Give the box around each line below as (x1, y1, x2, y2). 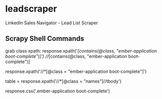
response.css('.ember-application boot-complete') (5, 88, 110, 94)
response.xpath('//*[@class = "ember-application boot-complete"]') (5, 68, 147, 74)
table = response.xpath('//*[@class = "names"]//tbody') (5, 78, 122, 84)
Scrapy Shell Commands (5, 34, 84, 43)
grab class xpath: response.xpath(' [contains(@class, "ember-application (5, 47, 157, 54)
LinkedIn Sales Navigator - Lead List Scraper (5, 20, 98, 26)
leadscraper (5, 3, 57, 15)
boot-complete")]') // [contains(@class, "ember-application (5, 53, 128, 59)
